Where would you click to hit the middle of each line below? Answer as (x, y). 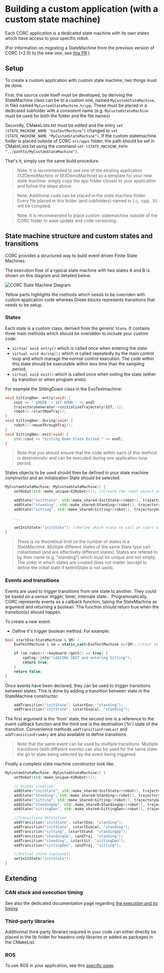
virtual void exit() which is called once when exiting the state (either (84, 374)
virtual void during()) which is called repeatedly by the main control (83, 353)
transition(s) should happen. (33, 612)
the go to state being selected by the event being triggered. (77, 754)
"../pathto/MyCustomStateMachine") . (42, 151)
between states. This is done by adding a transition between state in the (77, 691)
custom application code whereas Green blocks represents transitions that (80, 300)
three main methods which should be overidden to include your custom (77, 333)
